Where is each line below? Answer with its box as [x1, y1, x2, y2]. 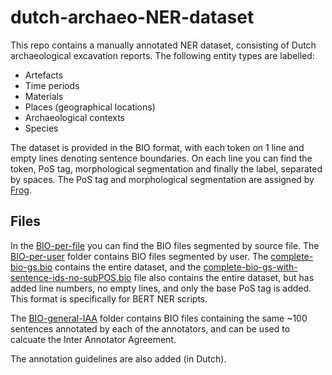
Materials [24, 90, 64, 102]
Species [24, 122, 59, 134]
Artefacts [24, 69, 64, 81]
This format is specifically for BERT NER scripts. [10, 292, 208, 305]
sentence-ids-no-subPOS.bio [10, 271, 132, 283]
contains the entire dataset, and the [54, 261, 202, 273]
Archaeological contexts [24, 111, 125, 123]
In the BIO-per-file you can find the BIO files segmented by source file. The [10, 239, 320, 251]
